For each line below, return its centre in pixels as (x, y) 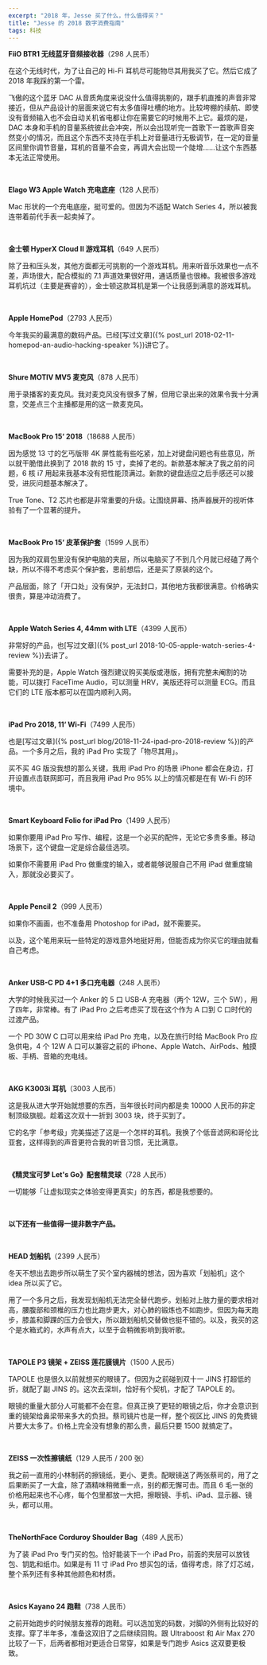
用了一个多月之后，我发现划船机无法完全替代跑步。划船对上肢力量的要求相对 (133, 1300)
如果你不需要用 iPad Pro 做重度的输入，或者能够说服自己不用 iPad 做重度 (127, 864)
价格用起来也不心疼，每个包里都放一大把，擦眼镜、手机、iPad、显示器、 (127, 1495)
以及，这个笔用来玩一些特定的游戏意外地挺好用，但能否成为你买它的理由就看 (133, 941)
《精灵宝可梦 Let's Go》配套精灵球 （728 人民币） (89, 1175)
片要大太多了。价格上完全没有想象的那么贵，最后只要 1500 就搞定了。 (122, 1426)
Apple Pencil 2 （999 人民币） (58, 907)
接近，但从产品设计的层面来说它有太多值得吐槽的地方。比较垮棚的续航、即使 (133, 107)
